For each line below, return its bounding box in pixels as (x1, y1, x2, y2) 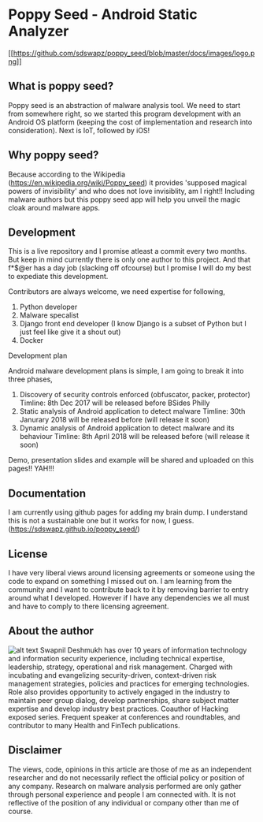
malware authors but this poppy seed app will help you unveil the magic (8, 195, 241, 204)
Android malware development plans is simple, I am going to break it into (8, 366, 244, 376)
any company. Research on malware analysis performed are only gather (8, 781, 242, 790)
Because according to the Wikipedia (8, 169, 126, 179)
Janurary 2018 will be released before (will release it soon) (19, 415, 210, 425)
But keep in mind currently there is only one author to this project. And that (8, 255, 250, 265)
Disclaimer (8, 743, 62, 757)
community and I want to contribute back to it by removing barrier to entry (8, 585, 250, 594)
